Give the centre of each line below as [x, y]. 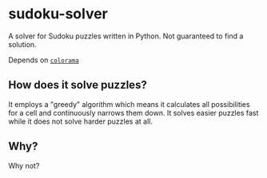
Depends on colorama [44, 60]
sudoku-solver [58, 14]
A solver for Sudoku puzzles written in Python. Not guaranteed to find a [126, 36]
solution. [23, 44]
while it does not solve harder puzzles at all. [81, 121]
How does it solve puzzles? [78, 85]
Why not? [24, 165]
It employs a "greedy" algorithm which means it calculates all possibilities [129, 104]
